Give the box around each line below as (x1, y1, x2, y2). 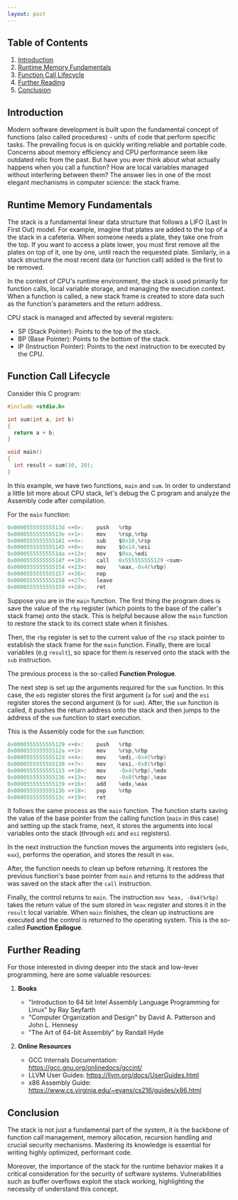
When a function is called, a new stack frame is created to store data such (7, 292, 225, 301)
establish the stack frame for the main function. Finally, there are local (7, 640, 211, 649)
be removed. (7, 263, 45, 272)
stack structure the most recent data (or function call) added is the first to (7, 255, 223, 264)
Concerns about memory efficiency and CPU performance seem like (7, 148, 208, 156)
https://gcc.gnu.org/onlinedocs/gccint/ (28, 1063, 143, 1072)
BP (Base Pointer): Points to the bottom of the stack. (17, 335, 171, 344)
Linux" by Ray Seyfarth (28, 1006, 96, 1014)
